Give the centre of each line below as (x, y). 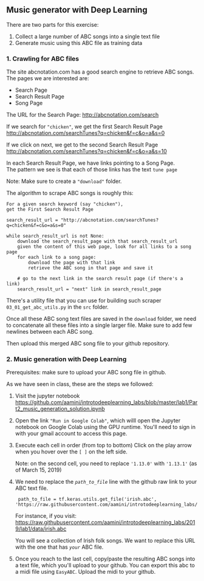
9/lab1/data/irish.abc (41, 529)
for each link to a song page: (57, 258)
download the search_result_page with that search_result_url (97, 242)
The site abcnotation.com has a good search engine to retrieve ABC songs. (100, 72)
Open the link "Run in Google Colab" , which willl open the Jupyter (98, 421)
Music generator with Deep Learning (77, 10)
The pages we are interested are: (48, 78)
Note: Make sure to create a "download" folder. (64, 181)
